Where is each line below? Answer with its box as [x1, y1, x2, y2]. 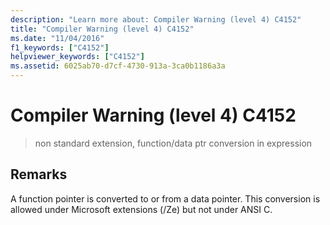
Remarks [10, 166, 68, 183]
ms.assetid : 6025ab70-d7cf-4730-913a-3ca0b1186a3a [10, 61, 226, 71]
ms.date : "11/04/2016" [10, 33, 105, 43]
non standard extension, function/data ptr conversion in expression [34, 137, 313, 149]
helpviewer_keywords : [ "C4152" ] [10, 52, 145, 62]
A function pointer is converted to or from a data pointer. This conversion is [10, 192, 321, 205]
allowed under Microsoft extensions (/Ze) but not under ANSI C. [10, 203, 273, 215]
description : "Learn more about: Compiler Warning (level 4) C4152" [10, 14, 302, 25]
